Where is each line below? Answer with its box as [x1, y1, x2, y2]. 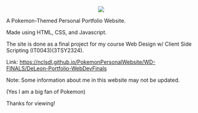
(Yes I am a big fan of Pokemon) [6, 88, 86, 95]
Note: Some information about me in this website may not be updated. [6, 76, 180, 84]
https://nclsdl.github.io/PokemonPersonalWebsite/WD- [19, 58, 156, 66]
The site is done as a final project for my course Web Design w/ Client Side [6, 40, 192, 47]
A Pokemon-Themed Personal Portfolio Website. [6, 17, 126, 24]
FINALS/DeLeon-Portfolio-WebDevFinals [6, 65, 107, 72]
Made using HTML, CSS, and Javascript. [6, 29, 107, 35]
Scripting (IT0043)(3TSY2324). [6, 47, 84, 53]
